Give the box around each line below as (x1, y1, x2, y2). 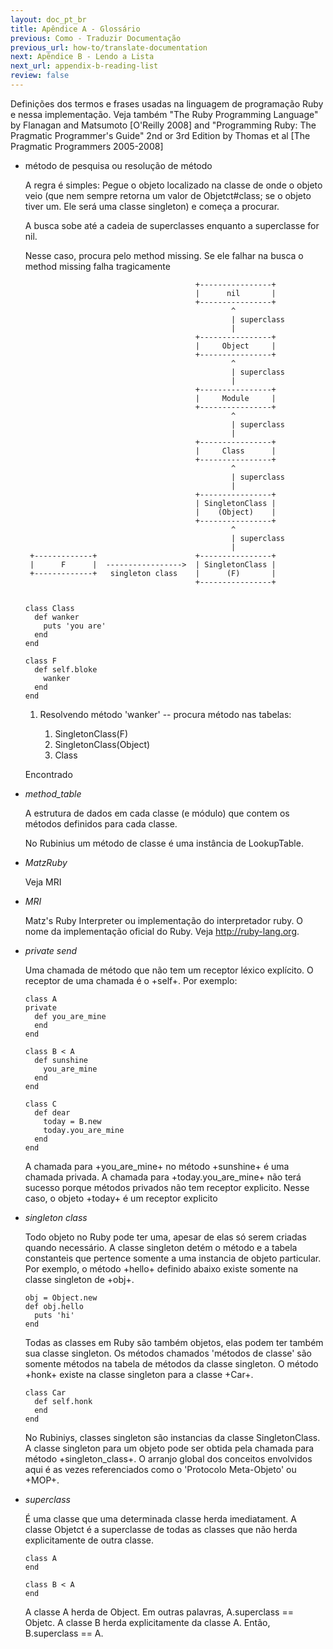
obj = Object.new (24, 1292, 98, 1303)
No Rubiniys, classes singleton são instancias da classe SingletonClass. (24, 1431, 321, 1443)
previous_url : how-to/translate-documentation (10, 42, 208, 53)
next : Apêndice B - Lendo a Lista (10, 52, 155, 62)
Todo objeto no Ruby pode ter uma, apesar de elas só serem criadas (24, 1231, 307, 1243)
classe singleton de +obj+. (24, 1273, 135, 1285)
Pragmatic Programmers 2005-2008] (10, 140, 164, 152)
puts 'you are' (43, 621, 107, 631)
